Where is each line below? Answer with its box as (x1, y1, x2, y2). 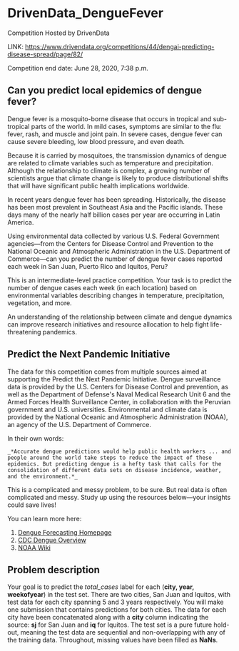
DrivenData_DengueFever (7, 5, 164, 21)
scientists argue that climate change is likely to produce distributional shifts (7, 173, 229, 183)
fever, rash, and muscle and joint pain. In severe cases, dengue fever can (7, 130, 223, 138)
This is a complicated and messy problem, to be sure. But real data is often (7, 485, 228, 493)
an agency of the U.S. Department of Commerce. (7, 420, 152, 429)
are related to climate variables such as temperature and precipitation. (7, 158, 214, 167)
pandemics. (42, 327, 77, 336)
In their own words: (7, 434, 64, 443)
